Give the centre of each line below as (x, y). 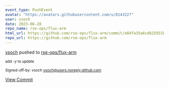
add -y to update (20, 61)
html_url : (16, 33)
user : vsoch (18, 19)
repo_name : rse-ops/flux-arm (36, 29)
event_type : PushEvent (29, 10)
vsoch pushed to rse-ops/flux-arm (41, 52)
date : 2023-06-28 (23, 24)
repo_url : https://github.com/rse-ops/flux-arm (56, 38)
